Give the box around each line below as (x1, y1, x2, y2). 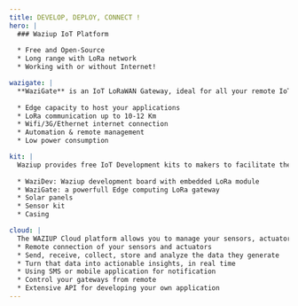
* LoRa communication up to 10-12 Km (17, 112, 157, 121)
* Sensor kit (17, 201, 66, 211)
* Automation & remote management (17, 128, 145, 137)
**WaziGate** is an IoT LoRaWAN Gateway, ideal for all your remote (17, 86, 276, 96)
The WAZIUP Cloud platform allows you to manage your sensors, (17, 234, 255, 243)
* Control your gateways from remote (17, 276, 157, 285)
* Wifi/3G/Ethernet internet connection (17, 120, 169, 129)
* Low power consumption (17, 137, 109, 145)
